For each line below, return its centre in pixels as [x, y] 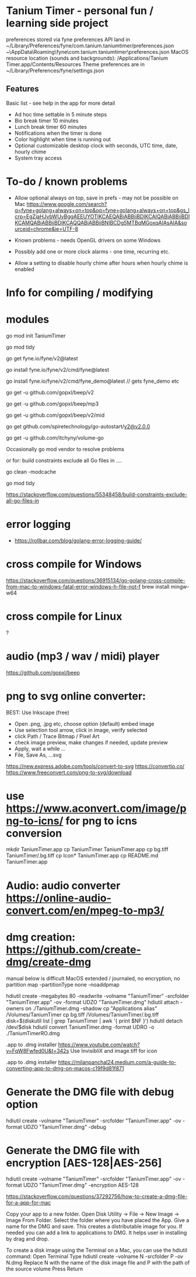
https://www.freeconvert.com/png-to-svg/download [69, 772]
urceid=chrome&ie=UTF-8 [46, 229]
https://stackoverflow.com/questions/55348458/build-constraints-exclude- [97, 494]
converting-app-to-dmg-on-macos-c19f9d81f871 [65, 1068]
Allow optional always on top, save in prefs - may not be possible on [97, 198]
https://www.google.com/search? [67, 204]
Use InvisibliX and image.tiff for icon [114, 1051]
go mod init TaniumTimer [36, 335]
